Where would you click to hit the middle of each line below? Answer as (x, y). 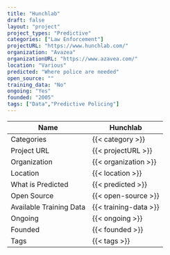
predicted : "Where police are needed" (63, 72)
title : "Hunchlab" (34, 14)
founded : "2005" (31, 98)
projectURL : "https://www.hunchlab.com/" (68, 46)
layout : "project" (34, 26)
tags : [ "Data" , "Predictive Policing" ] (63, 104)
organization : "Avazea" (42, 53)
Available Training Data (48, 207)
